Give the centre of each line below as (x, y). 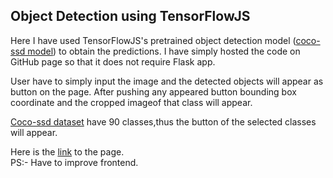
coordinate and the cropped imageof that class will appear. (131, 102)
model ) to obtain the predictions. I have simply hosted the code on (164, 51)
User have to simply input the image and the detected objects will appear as (167, 81)
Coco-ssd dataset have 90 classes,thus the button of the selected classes (163, 121)
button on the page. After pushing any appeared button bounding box (153, 91)
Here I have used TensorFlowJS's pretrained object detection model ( (153, 40)
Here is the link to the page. (67, 151)
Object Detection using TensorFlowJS (130, 16)
